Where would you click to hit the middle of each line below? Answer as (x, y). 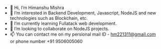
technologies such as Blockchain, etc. (49, 18)
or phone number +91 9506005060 (46, 41)
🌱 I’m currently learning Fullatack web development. (63, 23)
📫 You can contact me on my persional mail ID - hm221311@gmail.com (83, 34)
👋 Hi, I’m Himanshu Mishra (37, 8)
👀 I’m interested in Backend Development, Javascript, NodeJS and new (83, 13)
